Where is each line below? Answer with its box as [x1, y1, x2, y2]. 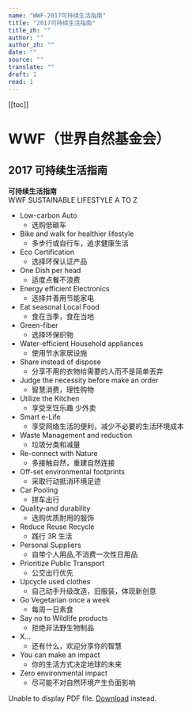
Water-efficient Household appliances [19, 338, 144, 348]
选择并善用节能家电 [31, 293, 95, 302]
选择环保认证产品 [31, 257, 88, 266]
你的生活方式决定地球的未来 [31, 659, 122, 669]
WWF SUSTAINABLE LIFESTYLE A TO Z [8, 195, 138, 204]
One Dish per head [19, 265, 81, 275]
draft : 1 [8, 70, 37, 78]
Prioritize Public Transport [19, 558, 105, 568]
